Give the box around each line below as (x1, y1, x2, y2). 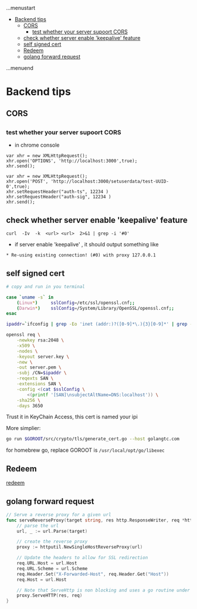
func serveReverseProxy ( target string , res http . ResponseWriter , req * (6, 517, 185, 523)
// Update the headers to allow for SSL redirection (16, 555, 148, 561)
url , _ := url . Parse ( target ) (16, 528, 88, 534)
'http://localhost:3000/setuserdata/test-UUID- (50, 178, 169, 185)
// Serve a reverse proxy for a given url (6, 512, 111, 517)
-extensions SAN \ (16, 381, 62, 387)
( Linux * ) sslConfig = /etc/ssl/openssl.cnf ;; (16, 300, 135, 306)
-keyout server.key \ (16, 354, 69, 360)
